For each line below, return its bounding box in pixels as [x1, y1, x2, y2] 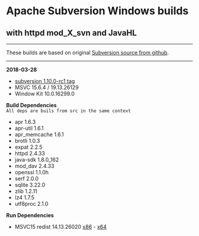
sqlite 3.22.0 [14, 181, 46, 188]
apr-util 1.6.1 [14, 125, 44, 132]
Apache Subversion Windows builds [6, 4, 189, 18]
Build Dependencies [6, 102, 57, 109]
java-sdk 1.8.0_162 [14, 156, 59, 163]
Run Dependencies [6, 212, 54, 219]
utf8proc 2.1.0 [14, 200, 49, 207]
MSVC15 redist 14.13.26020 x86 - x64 [14, 224, 107, 230]
